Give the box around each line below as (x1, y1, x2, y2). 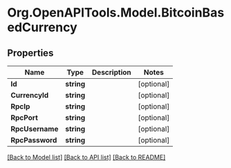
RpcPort (10, 113, 38, 122)
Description (92, 68, 131, 77)
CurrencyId (10, 91, 49, 100)
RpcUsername (10, 124, 59, 133)
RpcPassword (10, 136, 57, 144)
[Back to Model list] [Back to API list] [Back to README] (7, 153, 166, 161)
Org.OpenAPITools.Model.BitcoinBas (7, 5, 225, 21)
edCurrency (7, 19, 77, 35)
